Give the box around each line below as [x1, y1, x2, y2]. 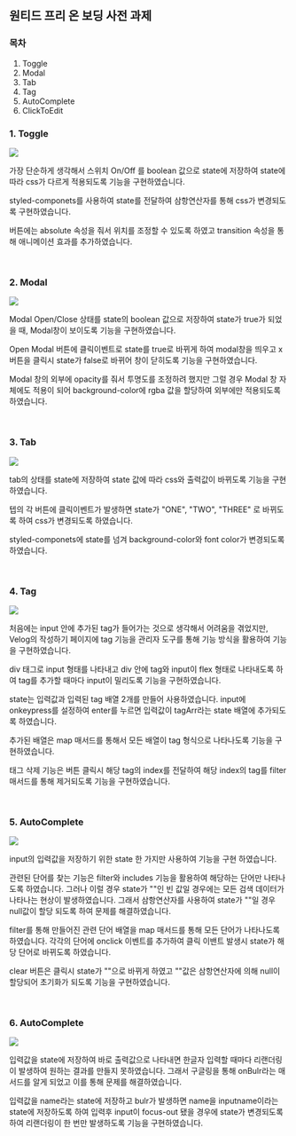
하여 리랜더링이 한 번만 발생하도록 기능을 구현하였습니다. [9, 1117, 204, 1129]
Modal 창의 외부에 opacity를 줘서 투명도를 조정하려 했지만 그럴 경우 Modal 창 [9, 374, 277, 384]
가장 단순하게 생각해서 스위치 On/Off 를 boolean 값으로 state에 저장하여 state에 [9, 165, 286, 176]
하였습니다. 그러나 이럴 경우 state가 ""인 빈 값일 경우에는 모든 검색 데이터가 [25, 884, 285, 895]
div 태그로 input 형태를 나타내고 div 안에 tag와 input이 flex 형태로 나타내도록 [9, 664, 275, 674]
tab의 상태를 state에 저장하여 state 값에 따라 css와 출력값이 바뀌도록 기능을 [9, 474, 270, 485]
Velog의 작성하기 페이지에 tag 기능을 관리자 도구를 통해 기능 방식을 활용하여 [9, 634, 271, 644]
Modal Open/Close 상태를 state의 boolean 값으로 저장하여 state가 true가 [9, 314, 266, 325]
